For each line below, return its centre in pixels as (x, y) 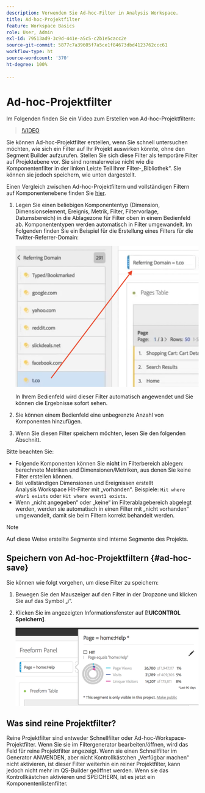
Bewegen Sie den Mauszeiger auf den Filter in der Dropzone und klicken (106, 594)
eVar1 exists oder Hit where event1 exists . (71, 495)
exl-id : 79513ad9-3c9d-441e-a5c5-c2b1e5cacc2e (67, 39)
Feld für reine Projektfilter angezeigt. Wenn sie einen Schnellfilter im (92, 751)
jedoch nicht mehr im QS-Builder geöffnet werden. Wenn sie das (88, 770)
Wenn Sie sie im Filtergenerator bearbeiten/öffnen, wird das (113, 745)
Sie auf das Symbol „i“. (44, 601)
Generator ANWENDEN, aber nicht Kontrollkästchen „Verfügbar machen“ (98, 758)
